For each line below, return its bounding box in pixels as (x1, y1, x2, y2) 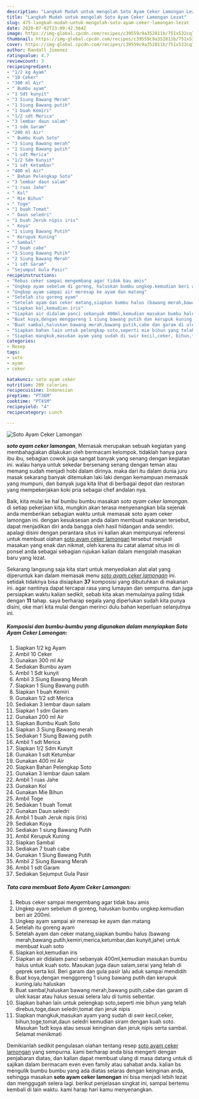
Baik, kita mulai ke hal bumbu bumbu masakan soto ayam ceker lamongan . (6, 498, 190, 505)
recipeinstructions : (6, 272, 58, 278)
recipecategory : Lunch (6, 409, 63, 415)
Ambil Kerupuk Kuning (15, 833, 70, 840)
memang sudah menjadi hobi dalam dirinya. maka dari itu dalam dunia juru (6, 467, 188, 474)
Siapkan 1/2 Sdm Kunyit (15, 744, 73, 752)
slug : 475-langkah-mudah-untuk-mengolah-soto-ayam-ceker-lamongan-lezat (6, 19, 190, 25)
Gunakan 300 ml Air (15, 656, 64, 664)
